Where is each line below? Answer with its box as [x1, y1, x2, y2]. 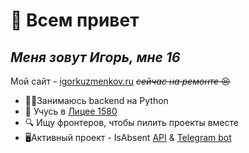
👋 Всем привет [10, 9, 140, 32]
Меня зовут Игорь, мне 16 [10, 49, 181, 66]
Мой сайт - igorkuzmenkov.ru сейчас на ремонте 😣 [10, 75, 231, 87]
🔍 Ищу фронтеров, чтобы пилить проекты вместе [24, 117, 239, 128]
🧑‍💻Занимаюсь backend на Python [24, 95, 169, 106]
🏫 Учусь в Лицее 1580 [24, 105, 118, 117]
